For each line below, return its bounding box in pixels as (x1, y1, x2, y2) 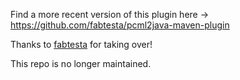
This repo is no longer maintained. (10, 58, 152, 69)
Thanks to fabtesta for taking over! (10, 39, 153, 50)
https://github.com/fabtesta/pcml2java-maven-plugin (10, 19, 230, 31)
